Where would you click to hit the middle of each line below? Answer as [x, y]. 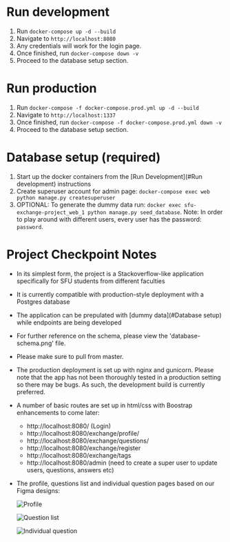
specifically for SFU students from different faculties [91, 281]
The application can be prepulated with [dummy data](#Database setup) [119, 315]
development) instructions [53, 184]
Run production [52, 89]
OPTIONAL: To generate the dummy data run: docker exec [99, 204]
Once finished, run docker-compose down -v [77, 53]
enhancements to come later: [58, 412]
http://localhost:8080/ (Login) [69, 426]
